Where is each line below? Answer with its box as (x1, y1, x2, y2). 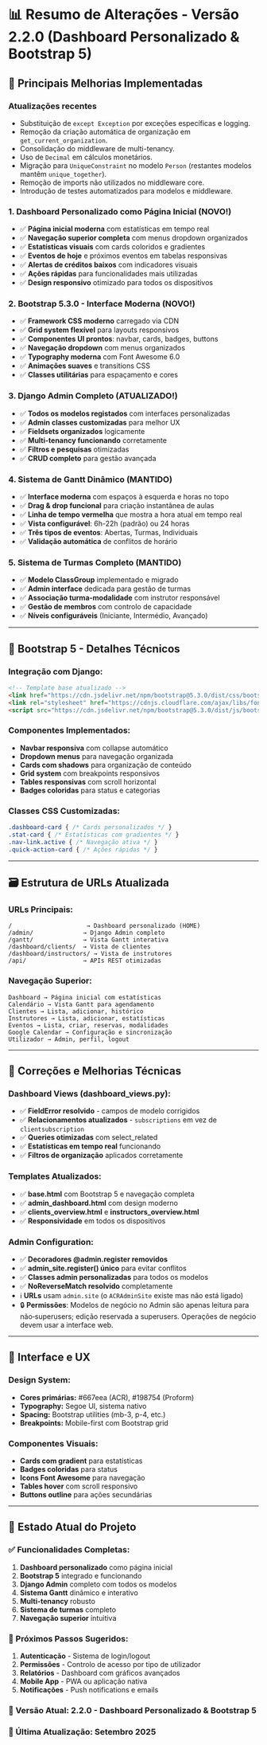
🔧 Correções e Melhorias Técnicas (8, 1064, 181, 1078)
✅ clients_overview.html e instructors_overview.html (19, 1207, 200, 1216)
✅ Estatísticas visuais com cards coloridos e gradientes (19, 242, 206, 252)
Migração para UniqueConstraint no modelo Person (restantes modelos (19, 160, 252, 170)
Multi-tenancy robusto (19, 1596, 95, 1606)
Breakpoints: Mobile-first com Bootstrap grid (19, 1418, 168, 1427)
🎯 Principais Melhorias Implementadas (8, 76, 203, 90)
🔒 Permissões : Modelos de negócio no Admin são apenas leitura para (19, 1300, 250, 1309)
